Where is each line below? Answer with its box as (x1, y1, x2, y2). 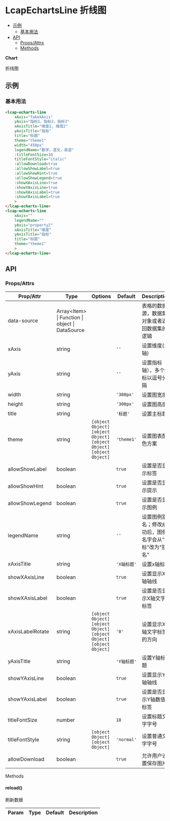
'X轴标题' (116, 562, 137, 567)
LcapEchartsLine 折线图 (5, 5, 107, 16)
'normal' (116, 737, 137, 743)
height (8, 400, 23, 407)
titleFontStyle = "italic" (14, 157, 67, 162)
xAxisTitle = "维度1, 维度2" (14, 124, 68, 129)
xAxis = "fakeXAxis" (14, 114, 53, 119)
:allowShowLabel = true (14, 166, 60, 171)
